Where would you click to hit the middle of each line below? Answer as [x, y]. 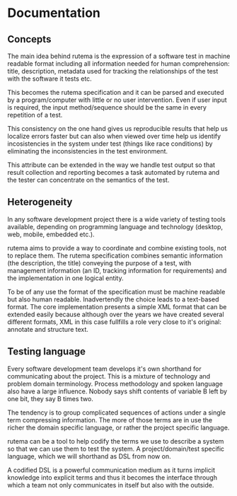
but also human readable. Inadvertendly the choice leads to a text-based [113, 299]
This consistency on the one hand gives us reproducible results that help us [118, 128]
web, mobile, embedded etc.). [51, 234]
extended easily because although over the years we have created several [116, 314]
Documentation [54, 13]
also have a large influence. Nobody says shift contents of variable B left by [117, 391]
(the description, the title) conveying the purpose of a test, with [99, 263]
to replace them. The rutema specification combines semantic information [115, 255]
